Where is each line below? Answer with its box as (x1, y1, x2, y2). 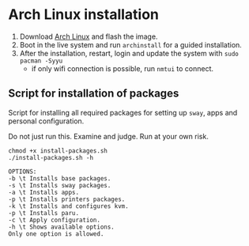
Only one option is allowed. (8, 229, 104, 238)
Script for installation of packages (8, 87, 179, 100)
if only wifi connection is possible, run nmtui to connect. (31, 63, 213, 73)
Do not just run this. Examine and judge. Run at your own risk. (8, 131, 209, 141)
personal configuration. (8, 116, 85, 126)
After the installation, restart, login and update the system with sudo (19, 48, 240, 58)
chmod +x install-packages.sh (8, 146, 108, 155)
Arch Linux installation (8, 6, 160, 24)
